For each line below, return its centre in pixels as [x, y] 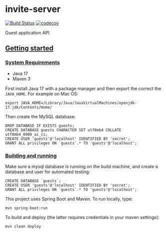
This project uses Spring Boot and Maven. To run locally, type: [69, 199]
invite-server [33, 9]
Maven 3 [21, 79]
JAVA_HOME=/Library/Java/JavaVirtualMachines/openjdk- [79, 103]
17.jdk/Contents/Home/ [29, 107]
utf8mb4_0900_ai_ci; [27, 134]
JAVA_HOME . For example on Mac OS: [42, 94]
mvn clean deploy [23, 226]
